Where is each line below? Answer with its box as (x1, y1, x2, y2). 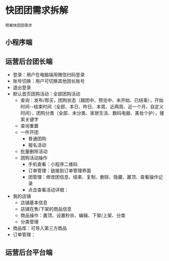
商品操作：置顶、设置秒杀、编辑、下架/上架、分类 (20, 212, 125, 219)
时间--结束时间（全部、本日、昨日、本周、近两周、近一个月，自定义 (20, 103, 164, 110)
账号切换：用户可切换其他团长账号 (12, 78, 85, 84)
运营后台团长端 (5, 57, 53, 66)
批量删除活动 (20, 148, 48, 155)
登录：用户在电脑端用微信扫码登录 (12, 72, 85, 78)
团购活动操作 (20, 155, 48, 161)
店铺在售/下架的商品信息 (20, 206, 72, 212)
